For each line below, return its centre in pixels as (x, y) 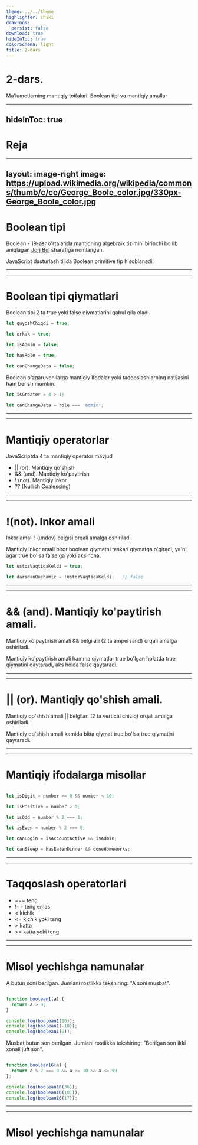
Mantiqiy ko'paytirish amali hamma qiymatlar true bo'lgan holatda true (91, 658)
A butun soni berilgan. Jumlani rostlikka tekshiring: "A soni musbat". (88, 983)
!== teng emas (32, 907)
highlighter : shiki (30, 17)
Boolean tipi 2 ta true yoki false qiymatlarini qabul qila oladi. (78, 313)
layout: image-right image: (56, 174)
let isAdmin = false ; (33, 345)
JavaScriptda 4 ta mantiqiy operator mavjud (60, 456)
